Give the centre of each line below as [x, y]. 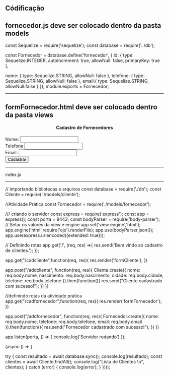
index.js [13, 174]
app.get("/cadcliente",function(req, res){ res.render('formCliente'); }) [76, 260]
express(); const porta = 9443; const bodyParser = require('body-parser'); [83, 219]
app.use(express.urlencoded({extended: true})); [55, 235]
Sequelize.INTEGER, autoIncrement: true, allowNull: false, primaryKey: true [82, 60]
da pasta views [29, 115]
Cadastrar [17, 159]
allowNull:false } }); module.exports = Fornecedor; [57, 86]
